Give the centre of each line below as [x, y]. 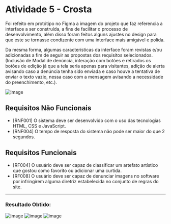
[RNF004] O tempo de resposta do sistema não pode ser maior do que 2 [89, 131]
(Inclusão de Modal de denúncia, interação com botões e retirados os [78, 60]
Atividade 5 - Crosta [49, 9]
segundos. [24, 137]
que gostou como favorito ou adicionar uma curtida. [67, 170]
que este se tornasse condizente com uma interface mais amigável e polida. [85, 40]
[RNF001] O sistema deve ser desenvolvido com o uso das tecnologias [87, 120]
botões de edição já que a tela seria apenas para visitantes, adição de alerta [85, 66]
